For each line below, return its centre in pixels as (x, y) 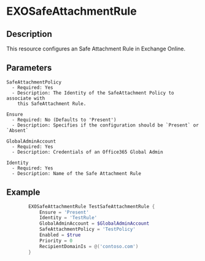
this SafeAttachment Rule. (52, 103)
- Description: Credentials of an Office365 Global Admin (88, 152)
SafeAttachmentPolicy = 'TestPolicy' (87, 229)
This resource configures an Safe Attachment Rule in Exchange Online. (96, 49)
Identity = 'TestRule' (68, 218)
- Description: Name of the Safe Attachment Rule (76, 173)
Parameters (29, 68)
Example (23, 193)
